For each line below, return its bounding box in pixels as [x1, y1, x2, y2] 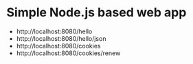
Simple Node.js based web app [6, 5, 187, 20]
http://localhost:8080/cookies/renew [16, 49, 121, 57]
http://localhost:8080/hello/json [16, 34, 106, 42]
